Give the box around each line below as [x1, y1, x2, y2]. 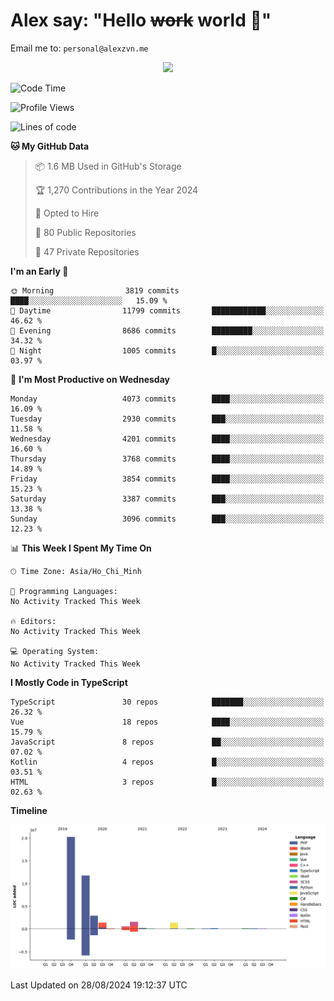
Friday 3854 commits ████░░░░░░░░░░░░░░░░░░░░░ [10, 474, 325, 484]
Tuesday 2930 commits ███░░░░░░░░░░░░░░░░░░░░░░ [10, 414, 325, 424]
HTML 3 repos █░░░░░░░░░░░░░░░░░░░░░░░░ [10, 777, 325, 787]
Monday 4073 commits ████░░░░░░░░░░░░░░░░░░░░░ [10, 394, 325, 404]
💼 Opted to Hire [34, 207, 100, 219]
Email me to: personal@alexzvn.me [10, 42, 149, 54]
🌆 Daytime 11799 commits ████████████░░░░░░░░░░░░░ [10, 305, 325, 316]
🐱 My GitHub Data [10, 140, 90, 152]
